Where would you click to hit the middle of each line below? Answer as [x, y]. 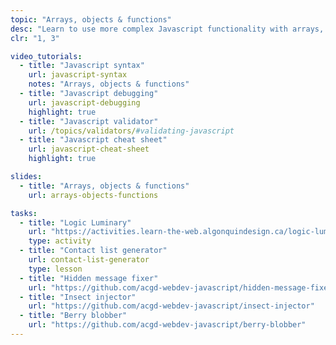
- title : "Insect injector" [78, 297]
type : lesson [55, 269]
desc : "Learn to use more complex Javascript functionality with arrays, [167, 29]
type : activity [60, 241]
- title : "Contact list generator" [93, 251]
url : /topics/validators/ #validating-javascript [131, 131]
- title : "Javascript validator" [89, 121]
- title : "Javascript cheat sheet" [93, 140]
